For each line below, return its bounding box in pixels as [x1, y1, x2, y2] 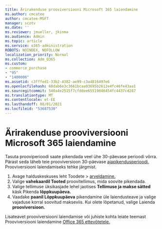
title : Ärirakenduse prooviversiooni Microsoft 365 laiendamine [5, 7, 138, 12]
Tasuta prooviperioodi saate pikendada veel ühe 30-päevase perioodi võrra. [5, 153, 158, 159]
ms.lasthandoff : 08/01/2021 [5, 102, 62, 107]
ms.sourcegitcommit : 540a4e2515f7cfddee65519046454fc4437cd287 [5, 88, 136, 93]
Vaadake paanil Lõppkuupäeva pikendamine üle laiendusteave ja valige [12, 194, 157, 199]
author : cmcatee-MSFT [5, 16, 49, 21]
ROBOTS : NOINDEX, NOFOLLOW [5, 48, 60, 52]
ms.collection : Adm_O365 [5, 57, 55, 62]
